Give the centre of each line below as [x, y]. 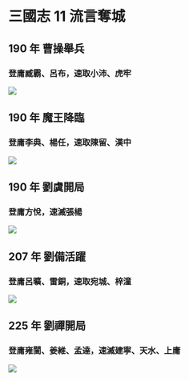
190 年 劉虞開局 [46, 187]
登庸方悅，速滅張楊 [45, 211]
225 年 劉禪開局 [47, 326]
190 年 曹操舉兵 [46, 48]
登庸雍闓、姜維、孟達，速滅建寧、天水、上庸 [94, 351]
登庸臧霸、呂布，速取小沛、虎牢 [70, 73]
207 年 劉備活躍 [47, 257]
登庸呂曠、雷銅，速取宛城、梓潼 [70, 281]
